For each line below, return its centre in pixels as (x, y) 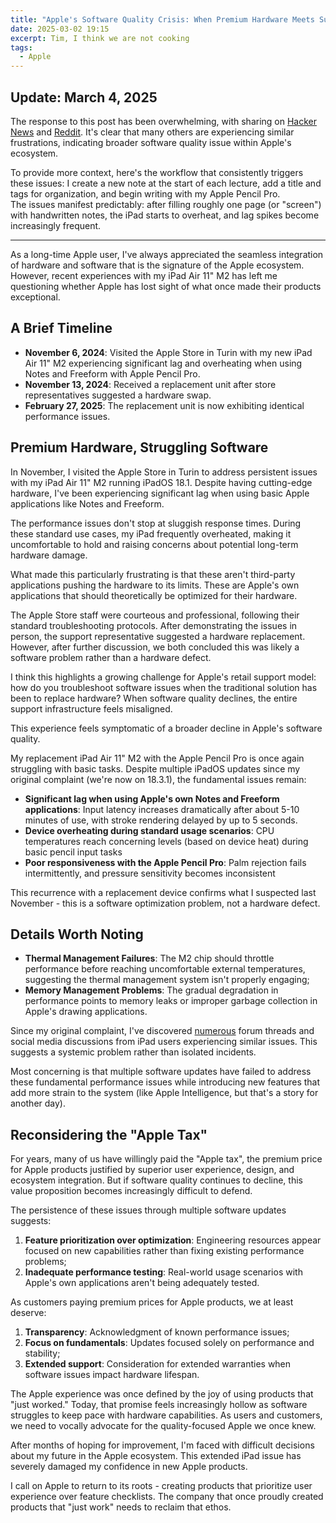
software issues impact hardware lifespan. (112, 1375)
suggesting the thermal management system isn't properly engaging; (167, 980)
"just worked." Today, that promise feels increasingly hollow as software (159, 1405)
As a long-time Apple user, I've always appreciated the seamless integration (167, 254)
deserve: (28, 1313)
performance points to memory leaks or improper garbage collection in (171, 1001)
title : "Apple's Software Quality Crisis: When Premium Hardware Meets (162, 19)
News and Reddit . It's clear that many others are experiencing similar (152, 132)
